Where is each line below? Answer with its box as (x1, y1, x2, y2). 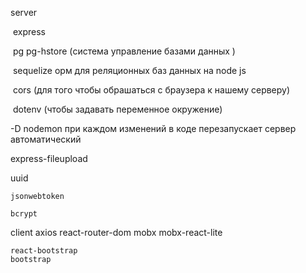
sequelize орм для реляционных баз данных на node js (12, 65, 247, 76)
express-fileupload (10, 153, 88, 164)
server (10, 7, 38, 18)
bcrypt (10, 209, 38, 219)
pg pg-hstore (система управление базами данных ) (12, 45, 236, 57)
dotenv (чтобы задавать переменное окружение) (12, 103, 223, 115)
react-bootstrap (10, 246, 78, 256)
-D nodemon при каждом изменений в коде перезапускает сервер (10, 123, 297, 134)
